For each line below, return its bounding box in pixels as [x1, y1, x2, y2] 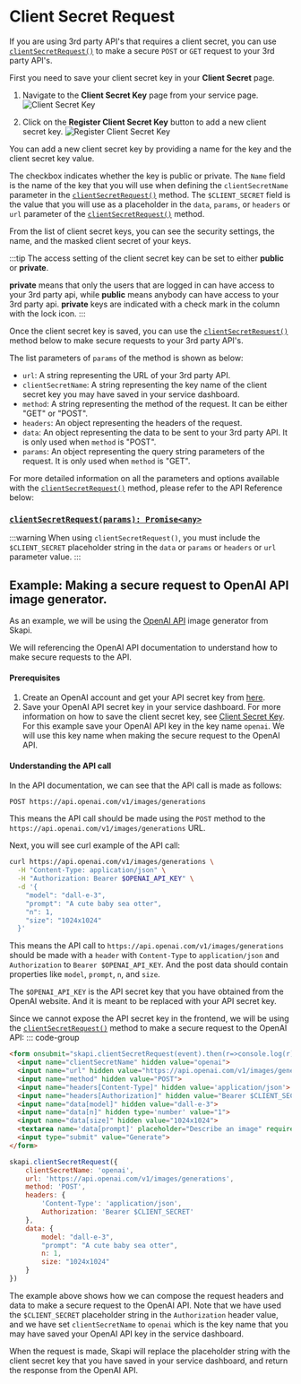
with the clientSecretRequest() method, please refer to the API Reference [9, 482, 283, 493]
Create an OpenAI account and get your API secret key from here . [21, 692, 266, 703]
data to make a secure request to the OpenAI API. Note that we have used [9, 1300, 282, 1310]
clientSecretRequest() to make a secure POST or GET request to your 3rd [9, 45, 275, 56]
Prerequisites [9, 672, 61, 683]
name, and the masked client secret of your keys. [9, 235, 192, 246]
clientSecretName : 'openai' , [25, 1165, 134, 1175]
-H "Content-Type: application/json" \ [17, 866, 167, 875]
